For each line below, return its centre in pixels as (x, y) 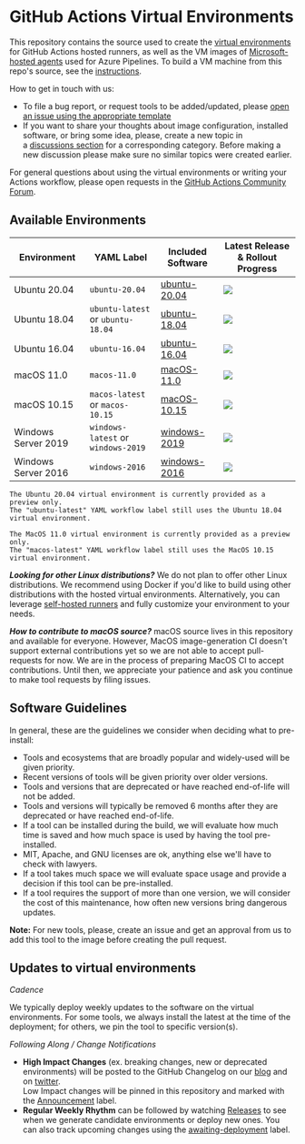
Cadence (26, 990)
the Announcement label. (69, 1101)
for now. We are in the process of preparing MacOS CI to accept (164, 660)
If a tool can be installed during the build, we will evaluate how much (150, 825)
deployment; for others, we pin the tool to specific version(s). (124, 1027)
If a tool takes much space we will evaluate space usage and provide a (155, 873)
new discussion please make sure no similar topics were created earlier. (157, 154)
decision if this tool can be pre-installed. (98, 883)
